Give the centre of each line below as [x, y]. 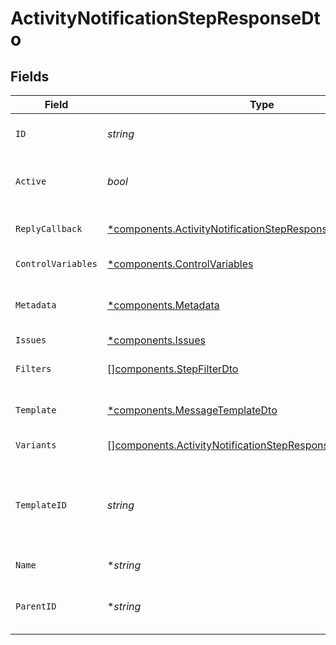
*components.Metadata [163, 305]
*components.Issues [156, 340]
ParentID [36, 606]
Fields [30, 76]
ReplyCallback [49, 228]
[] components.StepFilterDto [172, 369]
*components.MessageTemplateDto [192, 410]
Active [31, 181]
